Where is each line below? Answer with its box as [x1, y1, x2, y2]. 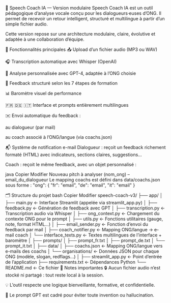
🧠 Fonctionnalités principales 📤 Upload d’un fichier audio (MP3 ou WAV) [5, 46, 158, 52]
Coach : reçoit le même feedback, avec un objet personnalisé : [5, 162, 136, 167]
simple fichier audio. [5, 21, 48, 27]
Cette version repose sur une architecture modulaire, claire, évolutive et [5, 31, 156, 37]
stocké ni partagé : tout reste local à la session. [5, 272, 104, 278]
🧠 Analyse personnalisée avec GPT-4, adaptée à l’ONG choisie [5, 70, 136, 76]
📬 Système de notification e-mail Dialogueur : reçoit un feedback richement [5, 144, 166, 150]
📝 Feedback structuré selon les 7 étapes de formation [5, 80, 118, 86]
